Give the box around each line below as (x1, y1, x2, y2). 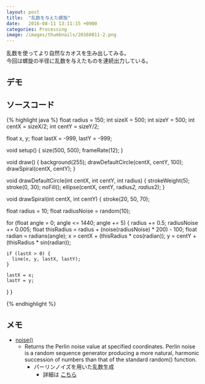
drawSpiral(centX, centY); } (6, 165, 75, 173)
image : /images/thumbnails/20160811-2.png (6, 32, 117, 38)
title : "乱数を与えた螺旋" (6, 15, 71, 21)
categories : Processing (6, 26, 68, 33)
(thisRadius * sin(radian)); (6, 239, 71, 246)
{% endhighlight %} (6, 300, 56, 308)
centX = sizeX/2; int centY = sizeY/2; (6, 123, 99, 130)
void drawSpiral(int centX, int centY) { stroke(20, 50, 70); (6, 195, 150, 203)
